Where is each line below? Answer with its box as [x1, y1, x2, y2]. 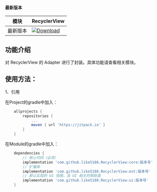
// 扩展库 [22, 164, 40, 169]
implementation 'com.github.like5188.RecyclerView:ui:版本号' [22, 178, 149, 183]
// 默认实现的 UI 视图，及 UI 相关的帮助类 [22, 173, 101, 178]
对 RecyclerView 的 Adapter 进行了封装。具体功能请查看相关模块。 [5, 59, 139, 65]
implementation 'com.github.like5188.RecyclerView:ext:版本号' [22, 169, 151, 174]
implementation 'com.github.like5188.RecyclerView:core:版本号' [22, 160, 153, 165]
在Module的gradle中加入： [5, 141, 59, 147]
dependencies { [14, 151, 45, 156]
